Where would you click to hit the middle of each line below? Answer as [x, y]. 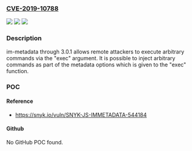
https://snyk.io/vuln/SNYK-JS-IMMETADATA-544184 [81, 114]
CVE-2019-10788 [33, 9]
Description [24, 38]
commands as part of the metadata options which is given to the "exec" [96, 65]
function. [18, 71]
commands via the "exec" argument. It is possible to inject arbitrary [91, 58]
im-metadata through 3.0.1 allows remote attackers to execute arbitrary [95, 51]
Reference [20, 101]
